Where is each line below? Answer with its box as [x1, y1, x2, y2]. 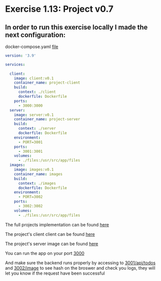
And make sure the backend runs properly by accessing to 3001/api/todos [5, 259, 156, 266]
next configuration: [5, 30, 65, 39]
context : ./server [18, 126, 56, 131]
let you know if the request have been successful [5, 270, 105, 276]
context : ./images [18, 181, 56, 186]
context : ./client [18, 89, 56, 94]
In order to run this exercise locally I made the [5, 23, 148, 31]
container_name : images [14, 171, 63, 176]
